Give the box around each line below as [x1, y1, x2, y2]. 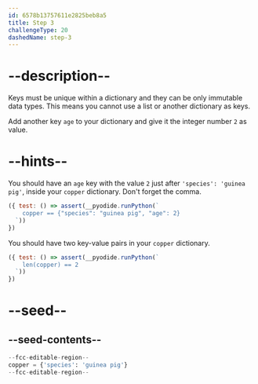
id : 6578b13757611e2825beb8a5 [8, 11, 107, 20]
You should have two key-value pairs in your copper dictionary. [8, 238, 210, 247]
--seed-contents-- [8, 333, 102, 346]
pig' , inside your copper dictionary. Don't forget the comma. [8, 187, 202, 196]
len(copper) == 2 [22, 261, 79, 269]
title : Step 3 [8, 19, 55, 27]
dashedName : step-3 [8, 33, 72, 42]
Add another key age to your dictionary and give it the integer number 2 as [8, 117, 247, 126]
